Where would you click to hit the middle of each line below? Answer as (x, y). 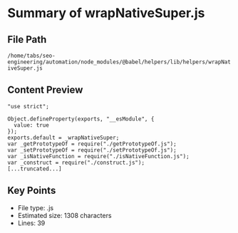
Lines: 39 (31, 223)
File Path (27, 40)
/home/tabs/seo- (31, 56)
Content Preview (45, 90)
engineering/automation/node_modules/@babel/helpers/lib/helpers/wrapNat (119, 62)
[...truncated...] (35, 169)
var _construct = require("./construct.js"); (76, 162)
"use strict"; (29, 106)
